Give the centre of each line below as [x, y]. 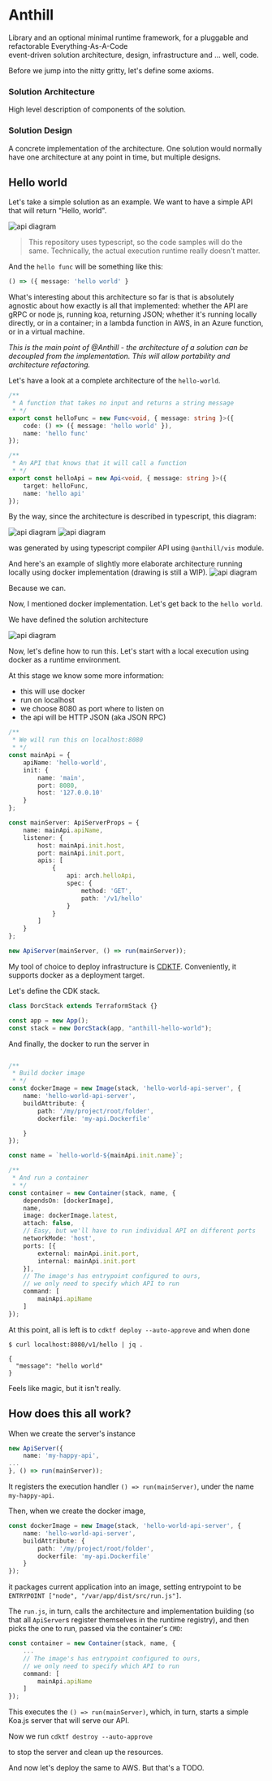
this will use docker [52, 691]
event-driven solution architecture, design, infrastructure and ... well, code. [134, 55]
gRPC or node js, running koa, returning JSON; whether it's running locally [133, 314]
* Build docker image [48, 1073]
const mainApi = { [39, 755]
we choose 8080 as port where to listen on [92, 709]
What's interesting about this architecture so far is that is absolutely [121, 297]
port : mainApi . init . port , [82, 853]
